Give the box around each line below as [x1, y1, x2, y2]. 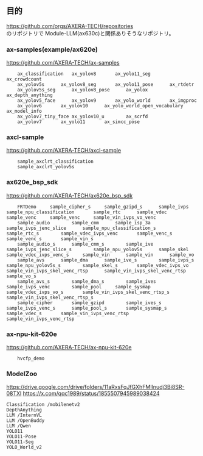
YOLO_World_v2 [6, 444, 43, 451]
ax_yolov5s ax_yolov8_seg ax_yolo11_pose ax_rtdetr [17, 82, 194, 88]
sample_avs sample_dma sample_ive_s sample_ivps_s [17, 257, 194, 263]
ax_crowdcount [6, 76, 43, 82]
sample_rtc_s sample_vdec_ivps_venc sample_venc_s [6, 230, 173, 237]
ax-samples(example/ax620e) [6, 45, 98, 54]
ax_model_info [6, 109, 43, 115]
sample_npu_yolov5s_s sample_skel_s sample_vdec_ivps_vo [6, 262, 189, 268]
